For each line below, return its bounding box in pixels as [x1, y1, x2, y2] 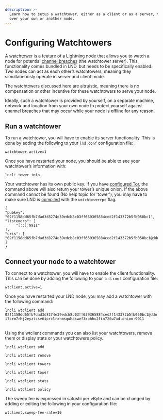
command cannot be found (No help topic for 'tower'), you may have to [5, 191, 147, 197]
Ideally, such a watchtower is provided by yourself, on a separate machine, [5, 98, 154, 103]
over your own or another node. [9, 16, 75, 21]
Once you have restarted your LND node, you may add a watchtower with [5, 293, 152, 299]
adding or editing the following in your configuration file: [5, 401, 117, 406]
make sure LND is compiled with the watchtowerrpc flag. [5, 197, 116, 202]
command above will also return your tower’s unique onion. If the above [5, 186, 148, 192]
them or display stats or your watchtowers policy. [5, 335, 103, 341]
